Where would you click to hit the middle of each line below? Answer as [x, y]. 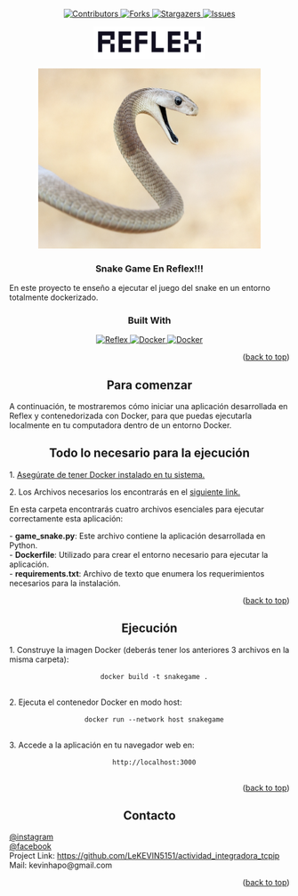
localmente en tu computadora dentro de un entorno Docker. [121, 425]
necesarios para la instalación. [65, 583]
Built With [149, 320]
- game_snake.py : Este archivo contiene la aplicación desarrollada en [137, 536]
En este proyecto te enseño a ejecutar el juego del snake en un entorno [140, 287]
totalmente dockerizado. [54, 297]
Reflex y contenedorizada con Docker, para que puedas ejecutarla [130, 416]
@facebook [30, 846]
